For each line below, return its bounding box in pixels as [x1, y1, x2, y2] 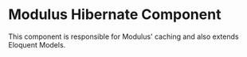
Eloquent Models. [8, 40, 66, 49]
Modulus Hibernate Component [8, 6, 222, 24]
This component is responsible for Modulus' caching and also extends [8, 32, 239, 41]
